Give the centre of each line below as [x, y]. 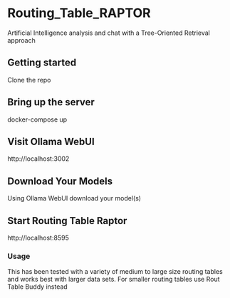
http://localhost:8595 [38, 238]
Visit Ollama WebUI [51, 141]
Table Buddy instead [37, 287]
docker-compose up [37, 119]
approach [21, 40]
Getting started [42, 63]
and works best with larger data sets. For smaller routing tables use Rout [114, 280]
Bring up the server [51, 102]
